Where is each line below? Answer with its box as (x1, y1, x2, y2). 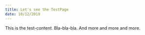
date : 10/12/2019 (5, 12, 41, 17)
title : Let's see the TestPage (5, 7, 69, 12)
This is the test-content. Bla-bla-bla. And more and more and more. (5, 25, 141, 31)
